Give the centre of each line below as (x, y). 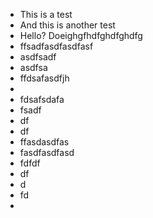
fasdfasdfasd (47, 152)
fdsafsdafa (42, 99)
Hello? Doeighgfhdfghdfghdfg (81, 35)
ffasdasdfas (44, 142)
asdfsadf (38, 57)
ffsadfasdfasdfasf (56, 46)
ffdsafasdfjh (44, 78)
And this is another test (67, 25)
